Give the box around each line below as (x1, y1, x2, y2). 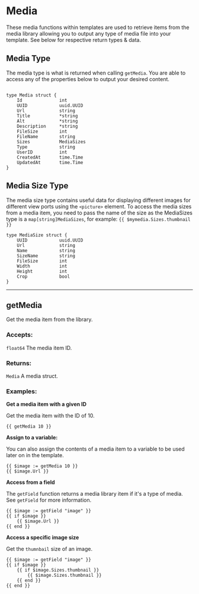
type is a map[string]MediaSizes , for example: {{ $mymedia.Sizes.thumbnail (6, 215, 191, 223)
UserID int (17, 149, 68, 155)
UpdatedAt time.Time (17, 159, 84, 165)
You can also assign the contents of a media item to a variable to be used (6, 445, 185, 452)
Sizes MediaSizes (17, 139, 86, 145)
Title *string (17, 113, 78, 119)
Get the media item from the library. (6, 316, 93, 323)
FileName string (17, 133, 76, 140)
